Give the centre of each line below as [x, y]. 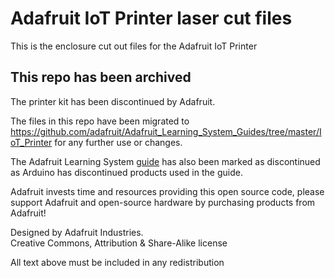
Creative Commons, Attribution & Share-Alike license [119, 243]
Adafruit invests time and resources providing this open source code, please [167, 191]
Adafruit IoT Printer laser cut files [151, 18]
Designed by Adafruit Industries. [77, 232]
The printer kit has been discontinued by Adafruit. [113, 101]
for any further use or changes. [118, 142]
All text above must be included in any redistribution [117, 262]
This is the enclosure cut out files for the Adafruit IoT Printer [134, 46]
